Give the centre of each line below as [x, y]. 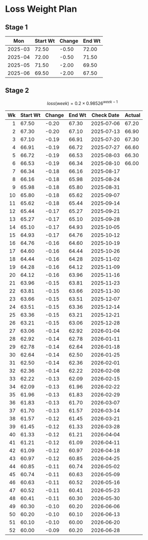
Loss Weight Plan [41, 9]
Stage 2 [17, 91]
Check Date [105, 115]
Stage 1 [16, 27]
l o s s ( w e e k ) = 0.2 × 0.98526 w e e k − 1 [82, 103]
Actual [133, 115]
